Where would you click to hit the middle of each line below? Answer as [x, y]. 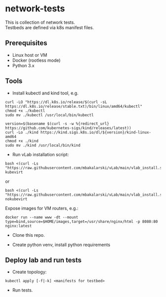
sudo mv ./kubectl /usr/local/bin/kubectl [49, 115]
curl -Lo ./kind [22, 132]
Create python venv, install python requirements [61, 245]
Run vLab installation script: [41, 154]
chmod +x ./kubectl [25, 111]
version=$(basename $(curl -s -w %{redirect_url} [57, 124]
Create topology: [29, 272]
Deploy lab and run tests [43, 260]
